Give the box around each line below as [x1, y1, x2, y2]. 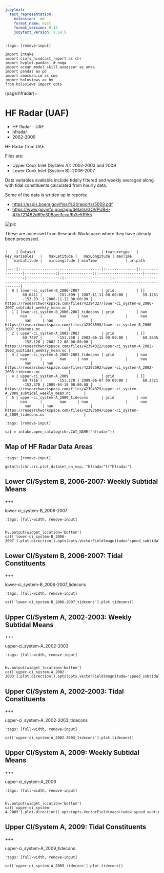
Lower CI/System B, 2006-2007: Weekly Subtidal [5, 477, 158, 486]
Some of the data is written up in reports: [5, 192, 88, 198]
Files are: [5, 153, 23, 159]
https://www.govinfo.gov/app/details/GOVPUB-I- [12, 206, 111, 212]
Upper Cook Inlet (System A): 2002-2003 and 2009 [12, 162, 116, 168]
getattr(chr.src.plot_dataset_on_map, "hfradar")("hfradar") [5, 464, 132, 469]
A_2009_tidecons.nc [5, 412, 45, 417]
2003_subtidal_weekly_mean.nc [5, 348, 67, 353]
